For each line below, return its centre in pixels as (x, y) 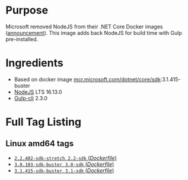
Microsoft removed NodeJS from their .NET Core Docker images (84, 27)
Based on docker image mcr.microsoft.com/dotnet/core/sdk (87, 79)
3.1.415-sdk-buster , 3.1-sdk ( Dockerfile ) (64, 170)
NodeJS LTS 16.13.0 (38, 91)
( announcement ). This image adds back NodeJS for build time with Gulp (94, 32)
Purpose (27, 10)
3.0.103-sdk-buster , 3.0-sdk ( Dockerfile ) (64, 164)
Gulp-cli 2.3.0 (31, 98)
